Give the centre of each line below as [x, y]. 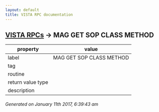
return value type [28, 82]
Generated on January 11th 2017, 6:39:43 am [52, 104]
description [21, 90]
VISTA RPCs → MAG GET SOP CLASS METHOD [80, 35]
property [28, 49]
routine [16, 74]
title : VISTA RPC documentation [39, 15]
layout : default [22, 10]
